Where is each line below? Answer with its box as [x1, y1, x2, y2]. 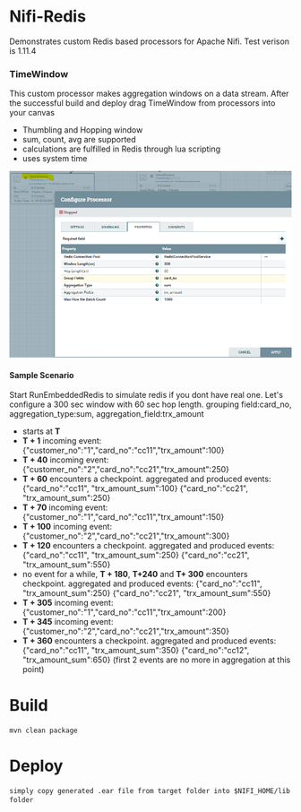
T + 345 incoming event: [21, 617, 114, 627]
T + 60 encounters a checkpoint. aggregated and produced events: [21, 473, 271, 485]
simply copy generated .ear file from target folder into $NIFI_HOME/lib [9, 787, 291, 796]
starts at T [21, 426, 61, 436]
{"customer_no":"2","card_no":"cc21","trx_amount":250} [21, 464, 230, 475]
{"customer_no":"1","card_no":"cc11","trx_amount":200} [21, 607, 227, 618]
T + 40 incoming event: [21, 454, 109, 465]
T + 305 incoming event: [21, 598, 114, 609]
